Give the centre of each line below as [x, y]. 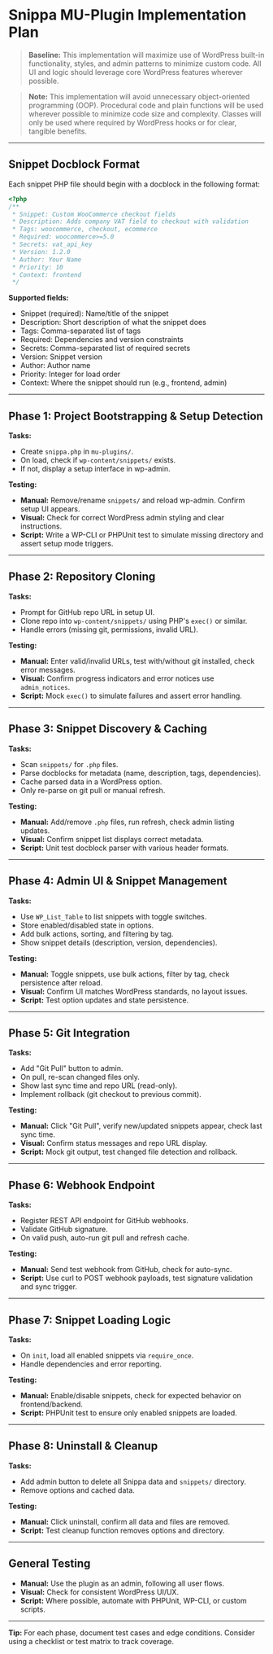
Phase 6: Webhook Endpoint [82, 1185]
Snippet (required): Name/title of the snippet [94, 314]
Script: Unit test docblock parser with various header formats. [124, 848]
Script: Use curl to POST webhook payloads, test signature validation [136, 1278]
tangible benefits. [58, 131]
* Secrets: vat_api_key [52, 244]
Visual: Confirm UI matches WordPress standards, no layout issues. [134, 991]
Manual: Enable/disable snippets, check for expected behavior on [131, 1395]
